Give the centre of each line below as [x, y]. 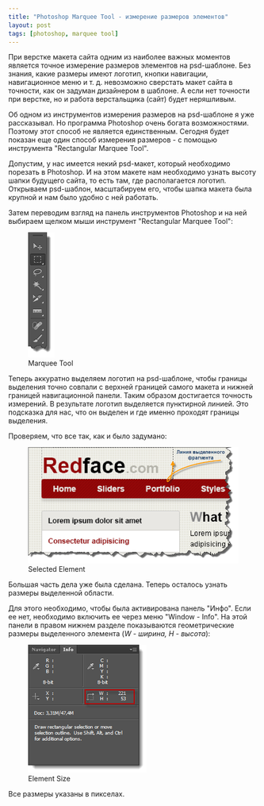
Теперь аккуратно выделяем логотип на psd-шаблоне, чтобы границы [128, 379]
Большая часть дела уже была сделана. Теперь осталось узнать [118, 584]
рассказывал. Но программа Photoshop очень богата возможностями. [129, 123]
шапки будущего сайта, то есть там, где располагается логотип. [117, 181]
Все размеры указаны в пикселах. [67, 794]
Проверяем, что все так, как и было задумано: [88, 436]
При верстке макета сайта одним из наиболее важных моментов [119, 57]
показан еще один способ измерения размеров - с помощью [113, 140]
